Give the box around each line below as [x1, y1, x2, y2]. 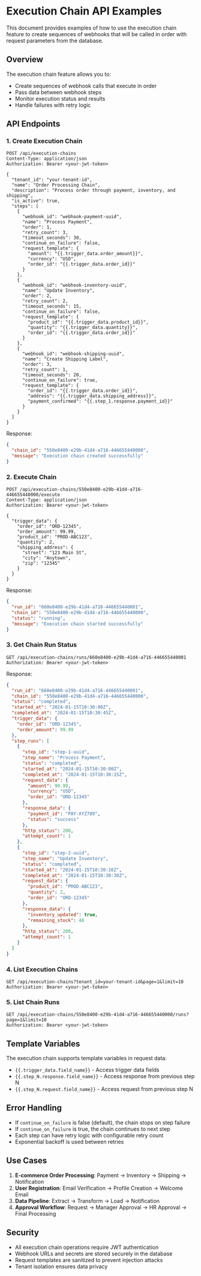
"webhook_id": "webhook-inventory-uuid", [22, 282, 128, 289]
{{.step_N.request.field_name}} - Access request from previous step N [14, 1086, 194, 1093]
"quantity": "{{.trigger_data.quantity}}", [28, 324, 138, 331]
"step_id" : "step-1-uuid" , [22, 749, 90, 755]
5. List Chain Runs [6, 998, 60, 1006]
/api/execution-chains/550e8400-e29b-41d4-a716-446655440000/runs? [17, 1011, 189, 1018]
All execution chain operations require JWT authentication [14, 1243, 159, 1251]
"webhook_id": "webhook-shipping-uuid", [22, 351, 125, 357]
